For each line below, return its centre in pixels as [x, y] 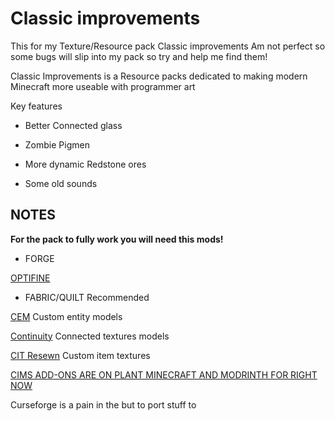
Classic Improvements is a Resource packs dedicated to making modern [159, 76]
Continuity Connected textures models [90, 336]
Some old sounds [61, 183]
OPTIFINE [30, 278]
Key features [36, 106]
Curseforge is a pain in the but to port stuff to [103, 404]
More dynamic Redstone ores [85, 164]
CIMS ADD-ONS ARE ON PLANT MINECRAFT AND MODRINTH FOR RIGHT [164, 374]
